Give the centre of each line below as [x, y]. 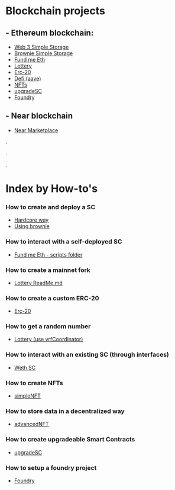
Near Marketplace [36, 130]
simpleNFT [27, 396]
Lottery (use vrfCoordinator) [48, 340]
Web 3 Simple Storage [41, 47]
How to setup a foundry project [51, 467]
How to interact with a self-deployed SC [64, 242]
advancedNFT [31, 424]
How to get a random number [48, 326]
